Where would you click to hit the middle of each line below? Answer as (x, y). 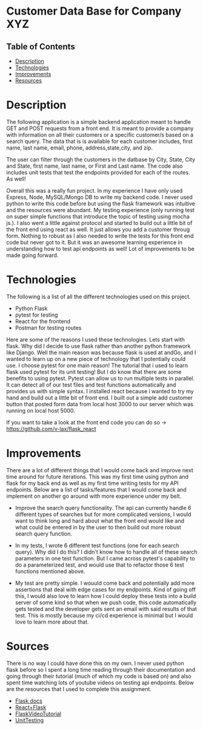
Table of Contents (41, 46)
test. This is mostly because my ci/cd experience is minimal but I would (104, 615)
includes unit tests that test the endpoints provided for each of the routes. (98, 172)
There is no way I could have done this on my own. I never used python (95, 663)
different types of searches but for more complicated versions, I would (103, 514)
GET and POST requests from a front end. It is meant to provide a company (100, 128)
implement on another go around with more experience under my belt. (94, 496)
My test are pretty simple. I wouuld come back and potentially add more (105, 583)
